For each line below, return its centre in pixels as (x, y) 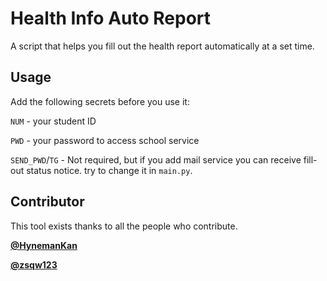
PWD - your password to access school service (105, 140)
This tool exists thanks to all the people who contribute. (124, 226)
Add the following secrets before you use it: (100, 101)
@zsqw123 (34, 264)
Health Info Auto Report (111, 18)
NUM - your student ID (53, 121)
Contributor (47, 202)
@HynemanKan (44, 245)
